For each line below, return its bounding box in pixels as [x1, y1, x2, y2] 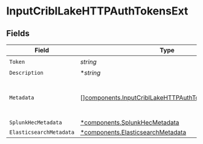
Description [9, 69, 44, 76]
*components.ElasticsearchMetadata [80, 128, 187, 136]
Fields [6, 28, 30, 39]
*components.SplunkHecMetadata [80, 119, 179, 127]
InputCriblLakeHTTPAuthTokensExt [6, 4, 188, 18]
